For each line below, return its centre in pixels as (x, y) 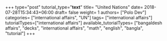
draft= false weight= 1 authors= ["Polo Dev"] (100, 12)
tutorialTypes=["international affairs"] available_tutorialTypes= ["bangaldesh (84, 23)
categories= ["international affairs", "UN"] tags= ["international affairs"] (79, 18)
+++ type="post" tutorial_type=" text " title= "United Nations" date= (74, 7)
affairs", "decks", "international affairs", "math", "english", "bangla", (74, 28)
